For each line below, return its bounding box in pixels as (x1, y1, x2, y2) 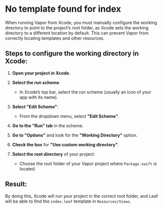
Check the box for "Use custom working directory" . (12, 141, 120, 147)
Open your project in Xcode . (12, 70, 71, 76)
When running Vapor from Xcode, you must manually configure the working (5, 20, 157, 25)
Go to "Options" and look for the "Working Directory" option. (12, 132, 138, 138)
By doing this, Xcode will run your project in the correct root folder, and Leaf (5, 193, 158, 199)
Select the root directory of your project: (12, 151, 95, 157)
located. (19, 165, 36, 172)
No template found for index (5, 3, 121, 15)
